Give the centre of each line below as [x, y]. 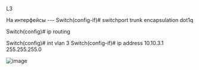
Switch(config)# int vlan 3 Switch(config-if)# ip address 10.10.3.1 [85, 43]
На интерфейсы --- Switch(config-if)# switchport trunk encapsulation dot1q [100, 20]
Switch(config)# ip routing [38, 31]
